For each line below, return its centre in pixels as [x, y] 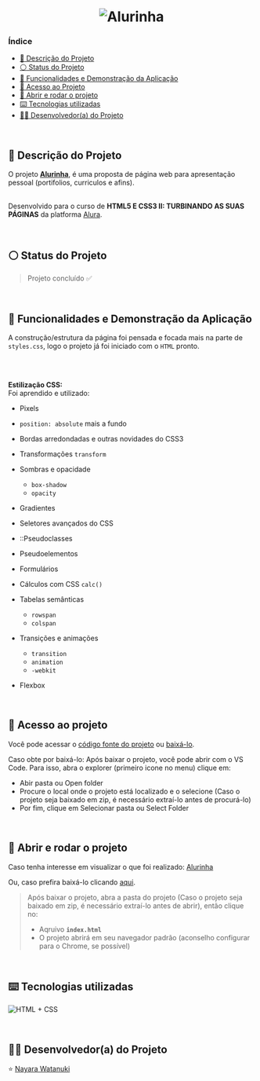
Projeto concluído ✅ [60, 278]
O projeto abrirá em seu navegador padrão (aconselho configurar [144, 937]
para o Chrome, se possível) [85, 946]
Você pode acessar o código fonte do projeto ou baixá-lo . [101, 744]
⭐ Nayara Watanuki [39, 1069]
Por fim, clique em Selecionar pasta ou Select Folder [104, 808]
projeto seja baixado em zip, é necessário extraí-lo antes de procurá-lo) [135, 799]
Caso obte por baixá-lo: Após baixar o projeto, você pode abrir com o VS [126, 759]
